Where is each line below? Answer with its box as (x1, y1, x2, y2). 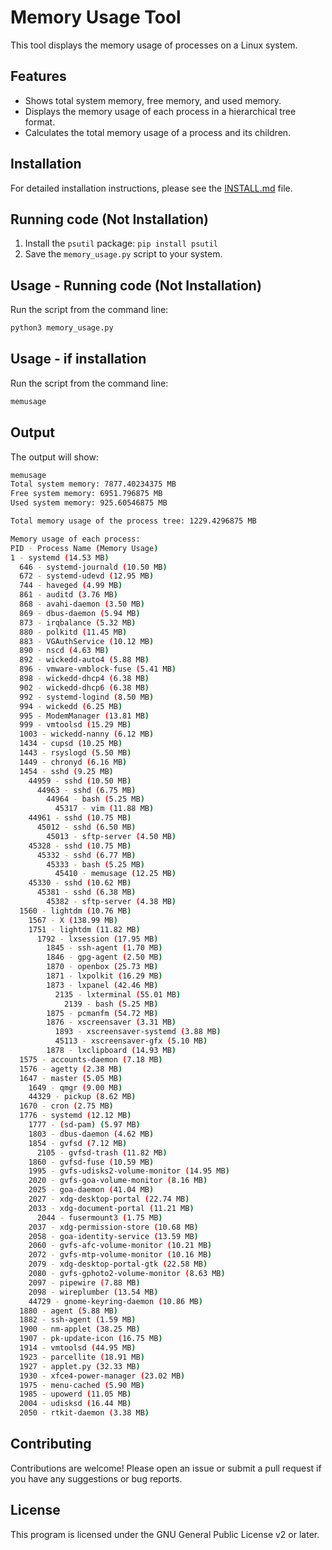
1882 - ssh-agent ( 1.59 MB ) (19, 1315, 137, 1325)
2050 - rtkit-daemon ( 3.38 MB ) (19, 1408, 150, 1418)
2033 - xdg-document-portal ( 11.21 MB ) (28, 1203, 195, 1213)
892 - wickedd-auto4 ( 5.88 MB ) (19, 655, 150, 665)
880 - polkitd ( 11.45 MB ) (19, 627, 128, 637)
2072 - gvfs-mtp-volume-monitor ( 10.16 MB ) (28, 1250, 213, 1260)
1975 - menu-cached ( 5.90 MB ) (19, 1380, 145, 1390)
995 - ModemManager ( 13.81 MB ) (19, 711, 150, 721)
